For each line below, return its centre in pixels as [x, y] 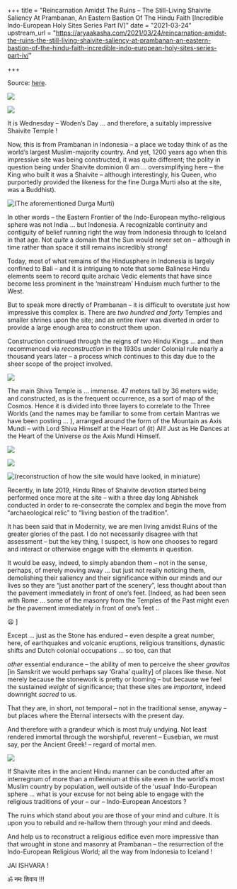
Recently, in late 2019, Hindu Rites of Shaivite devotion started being [107, 490]
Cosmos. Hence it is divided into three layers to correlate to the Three [109, 406]
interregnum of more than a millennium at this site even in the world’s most [116, 779]
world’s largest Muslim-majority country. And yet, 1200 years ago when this [117, 152]
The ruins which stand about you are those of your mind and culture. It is [113, 815]
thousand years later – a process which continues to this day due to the [111, 356]
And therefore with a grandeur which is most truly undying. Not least [107, 729]
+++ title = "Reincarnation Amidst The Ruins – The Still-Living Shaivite [109, 10]
